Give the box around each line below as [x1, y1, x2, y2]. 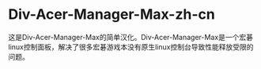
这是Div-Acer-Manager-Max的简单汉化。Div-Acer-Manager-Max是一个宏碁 [8, 32, 253, 42]
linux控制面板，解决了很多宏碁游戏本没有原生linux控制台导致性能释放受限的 [8, 42, 254, 52]
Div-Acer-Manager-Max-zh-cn [8, 5, 215, 24]
